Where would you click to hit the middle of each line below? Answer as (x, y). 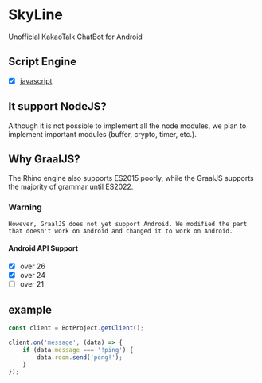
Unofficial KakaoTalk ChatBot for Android (76, 37)
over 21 (32, 284)
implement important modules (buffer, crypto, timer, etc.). (102, 134)
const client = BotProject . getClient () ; (76, 328)
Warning (25, 207)
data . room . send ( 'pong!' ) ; (80, 357)
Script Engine (43, 62)
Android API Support (43, 248)
